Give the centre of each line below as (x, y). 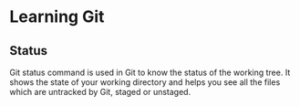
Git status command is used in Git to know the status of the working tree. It (150, 72)
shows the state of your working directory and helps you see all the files (145, 82)
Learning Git (57, 17)
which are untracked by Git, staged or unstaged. (100, 92)
